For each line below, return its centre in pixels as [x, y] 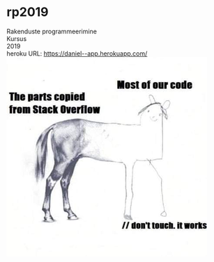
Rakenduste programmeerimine [52, 31]
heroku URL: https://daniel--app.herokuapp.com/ [77, 54]
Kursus [17, 38]
